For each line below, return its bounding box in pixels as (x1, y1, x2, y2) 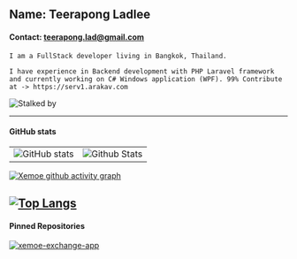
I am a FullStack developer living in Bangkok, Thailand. (9, 51, 227, 60)
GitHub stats (9, 126, 57, 137)
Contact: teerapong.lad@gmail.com (9, 31, 144, 42)
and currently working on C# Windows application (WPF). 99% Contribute (9, 74, 283, 83)
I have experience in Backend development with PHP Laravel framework (9, 66, 275, 76)
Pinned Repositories (9, 220, 86, 231)
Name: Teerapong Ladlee (9, 7, 151, 22)
